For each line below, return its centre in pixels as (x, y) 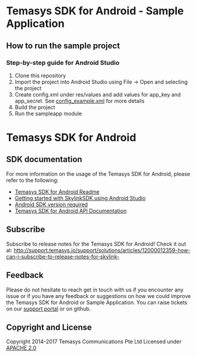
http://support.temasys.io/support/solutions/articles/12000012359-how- (102, 250)
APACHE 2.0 (21, 348)
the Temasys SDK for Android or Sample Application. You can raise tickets (97, 302)
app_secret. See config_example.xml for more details (80, 101)
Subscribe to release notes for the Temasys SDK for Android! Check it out (96, 244)
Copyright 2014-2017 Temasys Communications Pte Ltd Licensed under (94, 342)
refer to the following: (32, 180)
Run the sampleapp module (48, 113)
